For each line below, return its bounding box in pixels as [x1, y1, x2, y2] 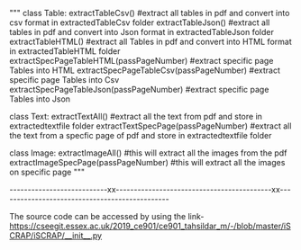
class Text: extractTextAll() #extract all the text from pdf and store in [9, 112, 263, 121]
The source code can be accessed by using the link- [9, 211, 205, 221]
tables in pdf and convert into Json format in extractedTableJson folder [9, 27, 275, 37]
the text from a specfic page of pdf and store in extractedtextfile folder [9, 130, 272, 140]
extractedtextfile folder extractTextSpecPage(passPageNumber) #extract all [9, 121, 292, 131]
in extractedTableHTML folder [9, 46, 121, 57]
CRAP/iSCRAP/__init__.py [9, 230, 102, 241]
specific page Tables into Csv [9, 75, 120, 85]
